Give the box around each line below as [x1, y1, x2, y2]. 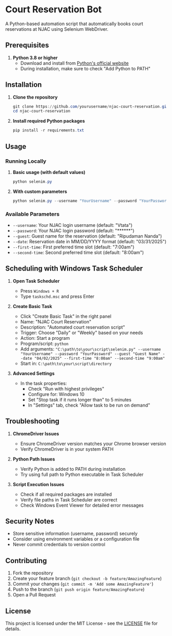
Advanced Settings [12, 370, 55, 376]
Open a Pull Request [12, 592, 56, 598]
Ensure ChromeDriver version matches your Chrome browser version [20, 440, 166, 447]
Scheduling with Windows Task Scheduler [5, 264, 143, 273]
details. [5, 625, 21, 632]
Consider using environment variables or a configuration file [12, 536, 140, 542]
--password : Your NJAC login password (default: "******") [12, 227, 135, 234]
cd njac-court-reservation [12, 109, 71, 114]
